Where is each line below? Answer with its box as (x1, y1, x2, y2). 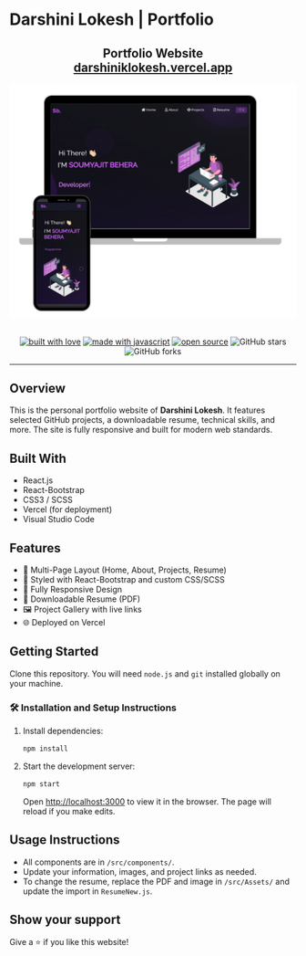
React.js (22, 475, 54, 486)
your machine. (9, 678, 64, 688)
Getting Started (9, 644, 99, 659)
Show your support (9, 912, 121, 928)
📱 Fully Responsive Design (22, 583, 123, 594)
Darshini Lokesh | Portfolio (9, 9, 214, 30)
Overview (9, 380, 66, 396)
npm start (22, 779, 61, 789)
